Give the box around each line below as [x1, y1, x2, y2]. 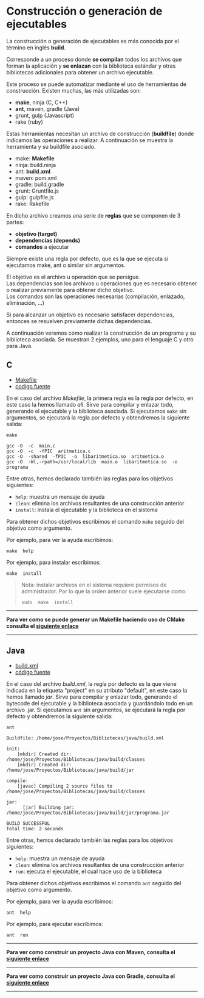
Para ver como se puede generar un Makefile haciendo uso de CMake [6, 616, 185, 623]
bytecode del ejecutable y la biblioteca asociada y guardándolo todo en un [6, 699, 193, 707]
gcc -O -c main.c [6, 443, 56, 449]
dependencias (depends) [15, 237, 81, 244]
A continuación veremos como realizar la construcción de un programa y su [6, 329, 196, 337]
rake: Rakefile [15, 200, 50, 207]
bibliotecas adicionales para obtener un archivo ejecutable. [6, 68, 154, 76]
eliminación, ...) [6, 299, 44, 306]
